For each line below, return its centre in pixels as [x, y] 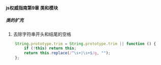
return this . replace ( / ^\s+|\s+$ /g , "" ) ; [67, 53]
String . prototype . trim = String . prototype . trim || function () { [86, 44]
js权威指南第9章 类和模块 [32, 8]
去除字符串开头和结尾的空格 [42, 34]
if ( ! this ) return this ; [50, 48]
